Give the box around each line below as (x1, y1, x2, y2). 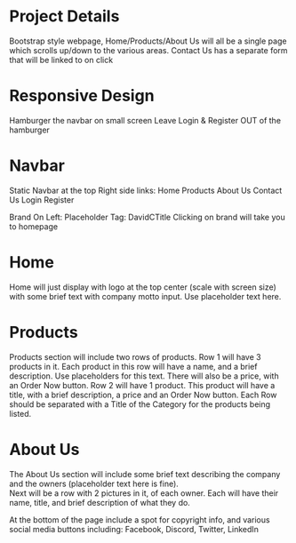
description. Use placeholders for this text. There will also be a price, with (9, 371, 279, 381)
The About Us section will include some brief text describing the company (9, 468, 281, 479)
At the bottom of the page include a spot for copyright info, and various (9, 514, 270, 525)
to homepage (9, 220, 59, 232)
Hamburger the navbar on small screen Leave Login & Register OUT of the (9, 115, 282, 125)
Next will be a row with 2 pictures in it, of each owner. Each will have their (9, 487, 279, 499)
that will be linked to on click (9, 54, 114, 65)
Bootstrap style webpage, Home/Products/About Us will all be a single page (9, 36, 287, 46)
